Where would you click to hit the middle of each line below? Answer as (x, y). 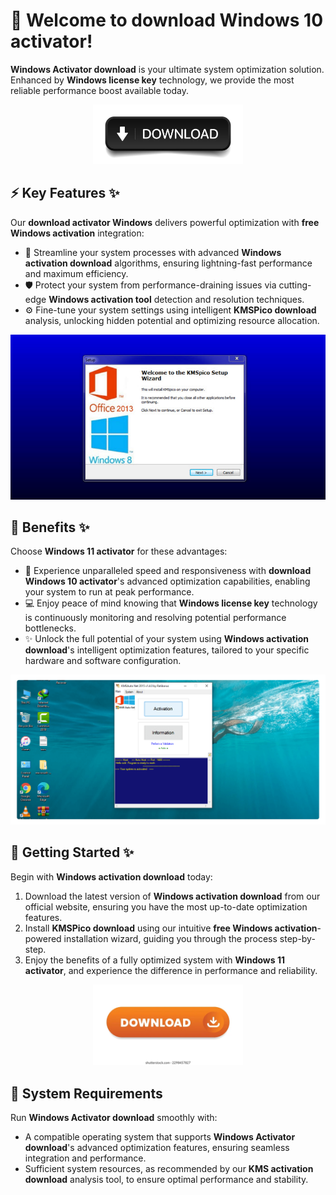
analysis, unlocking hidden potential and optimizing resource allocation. (172, 320)
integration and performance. (85, 1158)
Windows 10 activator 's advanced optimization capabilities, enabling (167, 581)
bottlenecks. (50, 628)
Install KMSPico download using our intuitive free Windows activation (171, 928)
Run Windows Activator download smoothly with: (114, 1117)
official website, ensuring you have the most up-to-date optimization (166, 906)
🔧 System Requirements (86, 1093)
